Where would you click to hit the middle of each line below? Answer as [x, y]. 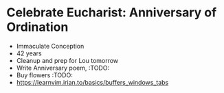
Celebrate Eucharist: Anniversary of [112, 13]
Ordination [37, 27]
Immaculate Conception [50, 46]
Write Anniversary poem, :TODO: [63, 68]
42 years [29, 53]
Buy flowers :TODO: [44, 75]
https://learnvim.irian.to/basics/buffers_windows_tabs [92, 82]
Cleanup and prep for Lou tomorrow [67, 60]
